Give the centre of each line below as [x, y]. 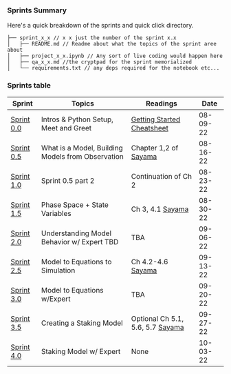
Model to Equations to [76, 262]
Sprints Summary [37, 10]
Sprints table [29, 86]
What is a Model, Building [82, 148]
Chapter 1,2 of [155, 148]
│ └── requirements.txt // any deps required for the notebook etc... [113, 68]
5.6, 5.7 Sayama [157, 327]
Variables [56, 213]
